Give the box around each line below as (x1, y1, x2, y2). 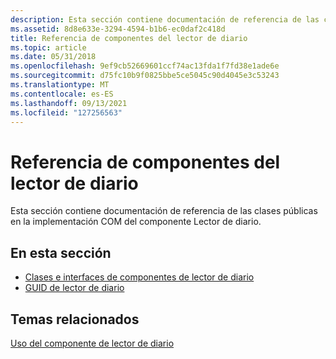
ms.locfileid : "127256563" (10, 107, 123, 118)
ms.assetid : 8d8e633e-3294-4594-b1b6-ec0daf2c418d (10, 24, 226, 34)
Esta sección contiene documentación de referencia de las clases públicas (10, 205, 318, 217)
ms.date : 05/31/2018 (10, 52, 97, 62)
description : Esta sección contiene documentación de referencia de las (10, 14, 320, 25)
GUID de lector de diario (24, 282, 125, 294)
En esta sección (10, 244, 112, 261)
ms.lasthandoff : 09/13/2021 (10, 98, 128, 108)
